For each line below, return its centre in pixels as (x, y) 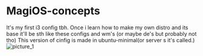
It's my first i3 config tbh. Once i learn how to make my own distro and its (97, 27)
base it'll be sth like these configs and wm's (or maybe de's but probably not (101, 33)
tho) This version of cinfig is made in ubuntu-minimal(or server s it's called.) (101, 40)
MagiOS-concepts (53, 11)
